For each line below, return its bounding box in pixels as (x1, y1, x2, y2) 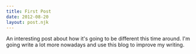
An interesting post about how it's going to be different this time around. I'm (6, 35, 190, 42)
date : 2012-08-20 (6, 14, 49, 20)
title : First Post (6, 8, 51, 15)
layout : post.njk (6, 19, 49, 25)
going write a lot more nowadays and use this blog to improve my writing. (6, 41, 185, 48)
